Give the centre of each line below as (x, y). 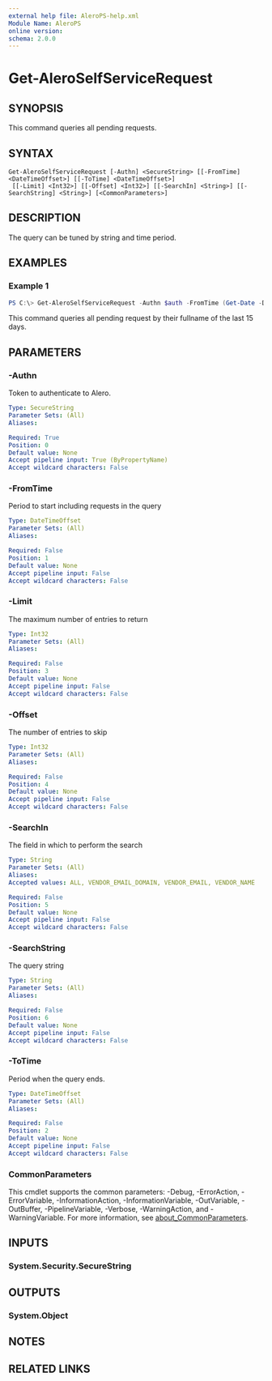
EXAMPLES (38, 263)
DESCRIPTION (45, 218)
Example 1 (29, 286)
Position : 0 (28, 445)
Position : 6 (28, 1017)
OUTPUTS (34, 1292)
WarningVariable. (37, 1218)
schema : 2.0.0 (32, 38)
